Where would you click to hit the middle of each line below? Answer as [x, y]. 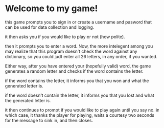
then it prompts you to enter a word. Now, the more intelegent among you [79, 46]
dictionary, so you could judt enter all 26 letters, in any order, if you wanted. [81, 56]
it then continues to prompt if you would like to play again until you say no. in [82, 110]
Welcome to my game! [51, 9]
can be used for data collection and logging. [50, 27]
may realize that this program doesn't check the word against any [71, 51]
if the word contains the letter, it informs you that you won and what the [77, 81]
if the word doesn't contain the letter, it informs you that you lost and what [80, 95]
